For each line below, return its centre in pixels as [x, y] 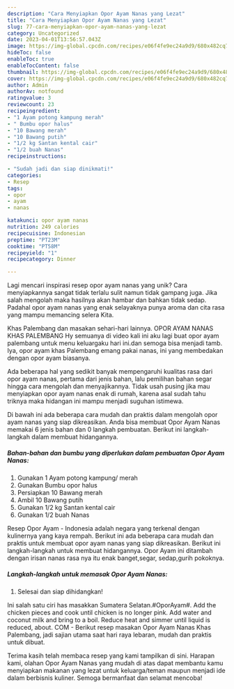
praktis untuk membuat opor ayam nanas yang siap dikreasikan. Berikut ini [114, 543]
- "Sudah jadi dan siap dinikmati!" [60, 169]
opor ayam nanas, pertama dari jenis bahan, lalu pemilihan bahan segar [110, 379]
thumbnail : [23, 72]
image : [17, 46]
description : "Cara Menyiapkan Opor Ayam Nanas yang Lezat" [96, 14]
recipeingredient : [34, 111]
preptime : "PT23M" [34, 240]
